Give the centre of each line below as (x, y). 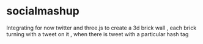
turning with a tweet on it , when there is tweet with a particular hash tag (98, 34)
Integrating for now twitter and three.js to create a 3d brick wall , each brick (102, 28)
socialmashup (43, 11)
